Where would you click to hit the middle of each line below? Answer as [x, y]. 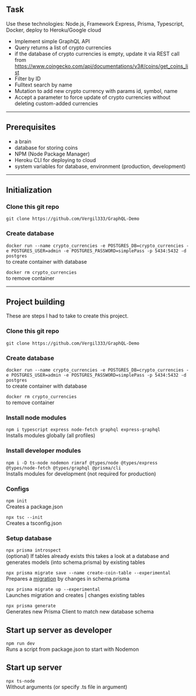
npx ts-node [20, 681]
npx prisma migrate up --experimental [53, 590]
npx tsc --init [24, 517]
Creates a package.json [34, 507]
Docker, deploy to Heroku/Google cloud [54, 30]
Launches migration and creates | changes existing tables [75, 595]
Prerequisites [31, 127]
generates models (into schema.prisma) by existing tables [76, 562]
